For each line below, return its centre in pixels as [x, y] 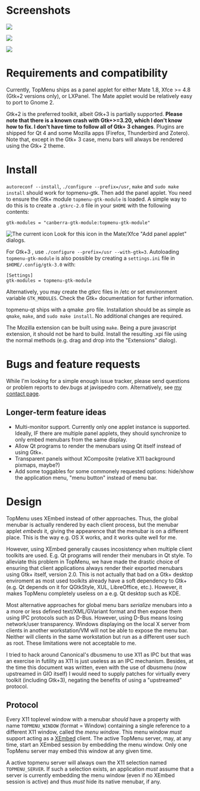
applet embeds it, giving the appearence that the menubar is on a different [97, 531]
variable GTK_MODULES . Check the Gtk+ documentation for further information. [100, 298]
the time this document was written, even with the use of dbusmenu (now [96, 667]
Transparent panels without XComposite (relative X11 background [95, 458]
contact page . [23, 393]
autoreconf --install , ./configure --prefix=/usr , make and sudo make [93, 186]
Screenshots [38, 10]
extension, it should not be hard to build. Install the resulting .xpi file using [97, 334]
